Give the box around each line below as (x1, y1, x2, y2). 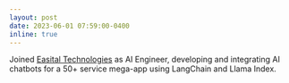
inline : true (9, 29, 58, 38)
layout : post (9, 12, 58, 22)
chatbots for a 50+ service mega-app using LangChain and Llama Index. (9, 63, 277, 74)
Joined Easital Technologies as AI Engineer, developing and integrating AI (9, 54, 280, 65)
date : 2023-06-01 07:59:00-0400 (9, 21, 130, 30)
